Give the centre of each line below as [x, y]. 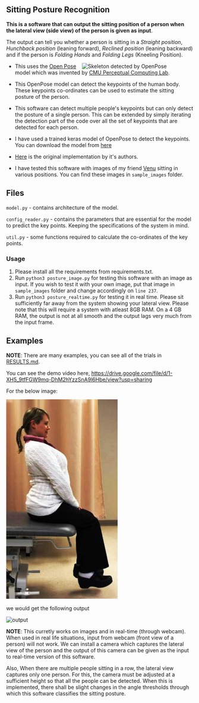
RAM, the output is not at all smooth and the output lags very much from [103, 315]
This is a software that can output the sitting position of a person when [95, 24]
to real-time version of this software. [51, 657]
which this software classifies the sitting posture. [66, 693]
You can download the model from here [63, 145]
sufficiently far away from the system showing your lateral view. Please [102, 303]
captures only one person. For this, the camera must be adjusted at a [91, 674]
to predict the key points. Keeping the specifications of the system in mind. [98, 225]
